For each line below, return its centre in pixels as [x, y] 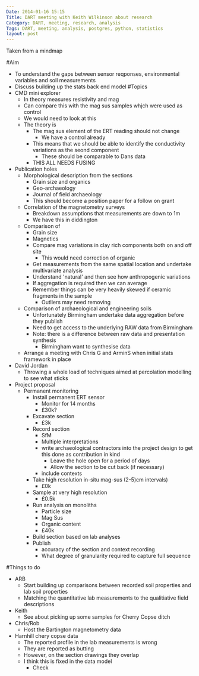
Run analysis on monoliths [64, 505]
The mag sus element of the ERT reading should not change [106, 131]
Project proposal [35, 385]
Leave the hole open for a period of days [100, 461]
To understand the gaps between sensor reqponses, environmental [97, 74]
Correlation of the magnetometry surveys [74, 207]
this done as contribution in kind [81, 455]
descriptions [39, 604]
